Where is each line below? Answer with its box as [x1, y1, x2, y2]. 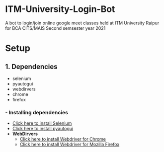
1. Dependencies [5, 62, 58, 71]
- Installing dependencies [5, 109, 69, 116]
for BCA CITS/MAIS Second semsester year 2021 [5, 25, 106, 31]
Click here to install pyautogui [12, 126, 74, 132]
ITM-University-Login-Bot [5, 3, 115, 15]
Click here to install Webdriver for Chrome [19, 136, 106, 142]
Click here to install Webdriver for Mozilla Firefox [19, 142, 120, 148]
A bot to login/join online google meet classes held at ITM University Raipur [5, 20, 160, 26]
